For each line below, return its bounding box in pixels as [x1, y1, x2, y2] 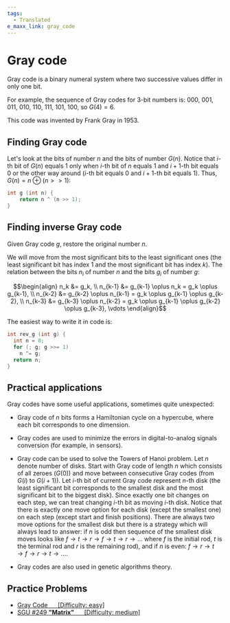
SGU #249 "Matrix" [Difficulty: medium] [16, 609, 141, 617]
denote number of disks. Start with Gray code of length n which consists [16, 462, 222, 471]
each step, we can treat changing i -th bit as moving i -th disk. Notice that [16, 499, 222, 507]
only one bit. [7, 82, 43, 91]
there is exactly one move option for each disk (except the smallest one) [16, 506, 222, 514]
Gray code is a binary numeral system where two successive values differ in [7, 75, 223, 83]
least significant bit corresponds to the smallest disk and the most [16, 484, 204, 492]
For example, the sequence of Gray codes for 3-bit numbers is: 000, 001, [7, 95, 214, 104]
